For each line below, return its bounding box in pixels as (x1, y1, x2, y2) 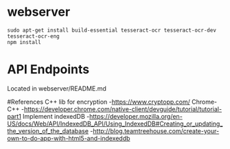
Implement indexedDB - (23, 112, 90, 120)
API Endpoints (7, 62, 90, 78)
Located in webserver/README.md (7, 84, 106, 93)
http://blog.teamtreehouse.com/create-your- (92, 126, 220, 135)
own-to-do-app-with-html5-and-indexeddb (7, 134, 130, 142)
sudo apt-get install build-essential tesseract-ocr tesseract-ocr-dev (7, 27, 216, 34)
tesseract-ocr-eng (7, 32, 60, 40)
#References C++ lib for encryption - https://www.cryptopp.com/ (7, 98, 191, 106)
